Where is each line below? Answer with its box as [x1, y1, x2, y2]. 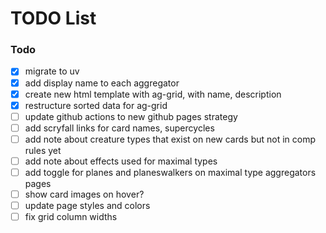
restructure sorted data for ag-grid [24, 99, 168, 111]
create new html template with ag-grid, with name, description [24, 88, 282, 100]
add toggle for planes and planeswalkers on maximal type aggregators [24, 166, 317, 178]
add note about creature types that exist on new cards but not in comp [24, 133, 317, 145]
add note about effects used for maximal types [24, 155, 218, 167]
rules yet [24, 144, 62, 156]
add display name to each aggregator [24, 77, 180, 89]
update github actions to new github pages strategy [24, 110, 238, 122]
